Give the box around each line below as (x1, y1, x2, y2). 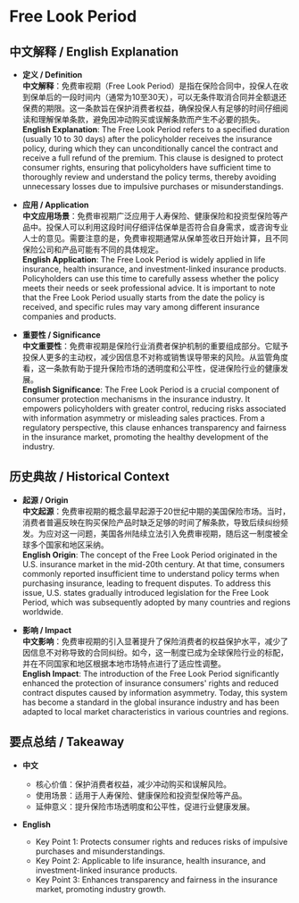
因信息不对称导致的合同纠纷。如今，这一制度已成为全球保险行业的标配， (21, 647, 288, 657)
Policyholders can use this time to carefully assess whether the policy (21, 273, 279, 283)
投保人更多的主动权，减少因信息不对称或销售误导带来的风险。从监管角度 (21, 352, 288, 363)
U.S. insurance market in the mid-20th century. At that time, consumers (21, 558, 286, 569)
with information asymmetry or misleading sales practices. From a (21, 413, 265, 423)
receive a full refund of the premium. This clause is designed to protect (21, 153, 284, 163)
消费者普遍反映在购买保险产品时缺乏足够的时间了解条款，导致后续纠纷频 (21, 516, 288, 528)
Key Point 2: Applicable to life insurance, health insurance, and (35, 855, 266, 865)
